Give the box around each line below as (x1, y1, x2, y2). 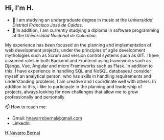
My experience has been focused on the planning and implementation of (5, 42, 152, 48)
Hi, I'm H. (5, 4, 34, 12)
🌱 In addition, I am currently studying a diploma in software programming (12, 27, 160, 33)
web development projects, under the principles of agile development (5, 47, 145, 53)
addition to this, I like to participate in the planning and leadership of (5, 83, 142, 90)
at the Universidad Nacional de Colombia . (12, 32, 97, 38)
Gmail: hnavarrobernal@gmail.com (12, 115, 82, 121)
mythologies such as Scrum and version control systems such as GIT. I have (5, 52, 159, 58)
